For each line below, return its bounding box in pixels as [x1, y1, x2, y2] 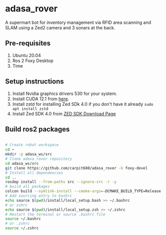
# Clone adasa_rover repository [5, 157, 72, 161]
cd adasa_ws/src [5, 161, 39, 166]
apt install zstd [12, 106, 49, 111]
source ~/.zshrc [5, 226, 39, 231]
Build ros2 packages [5, 125, 70, 133]
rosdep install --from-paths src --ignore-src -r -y [5, 179, 117, 184]
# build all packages [5, 184, 50, 189]
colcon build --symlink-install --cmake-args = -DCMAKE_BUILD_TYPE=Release [5, 189, 162, 194]
